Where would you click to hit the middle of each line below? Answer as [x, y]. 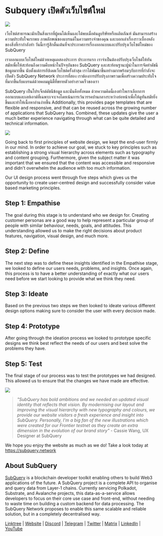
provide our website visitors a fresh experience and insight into [80, 415]
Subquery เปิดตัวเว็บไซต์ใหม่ [55, 11]
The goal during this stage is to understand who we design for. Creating [77, 215]
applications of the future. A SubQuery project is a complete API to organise [81, 483]
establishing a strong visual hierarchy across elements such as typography [80, 152]
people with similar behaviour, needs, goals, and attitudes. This [68, 225]
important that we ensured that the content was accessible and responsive [80, 163]
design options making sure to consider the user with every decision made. [81, 311]
